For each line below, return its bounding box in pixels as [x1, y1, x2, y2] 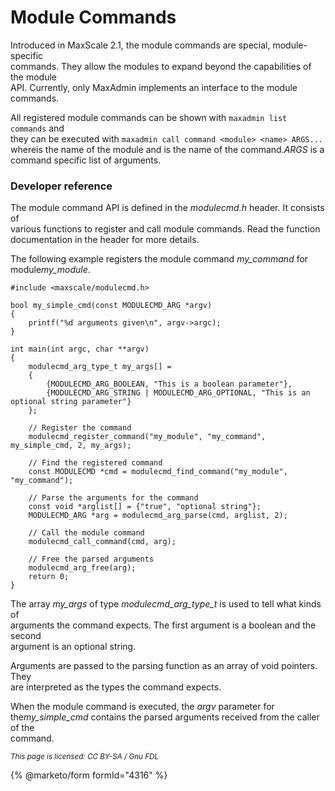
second [10, 630, 42, 642]
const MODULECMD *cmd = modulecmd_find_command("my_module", [28, 467, 288, 477]
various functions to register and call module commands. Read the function [10, 223, 321, 235]
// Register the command [28, 423, 132, 433]
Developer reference [10, 179, 113, 193]
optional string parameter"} [10, 397, 132, 407]
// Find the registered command [28, 458, 163, 468]
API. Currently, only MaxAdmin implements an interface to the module [10, 81, 298, 93]
